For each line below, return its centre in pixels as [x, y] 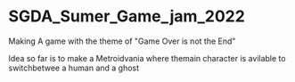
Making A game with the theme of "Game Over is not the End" [122, 41]
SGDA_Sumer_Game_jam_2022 [127, 16]
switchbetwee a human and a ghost [74, 68]
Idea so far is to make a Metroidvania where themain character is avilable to [147, 58]
